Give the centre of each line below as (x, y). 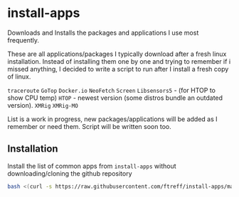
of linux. (19, 77)
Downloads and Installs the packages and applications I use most (103, 33)
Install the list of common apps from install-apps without (92, 166)
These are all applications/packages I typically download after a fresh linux (117, 54)
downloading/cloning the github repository (70, 173)
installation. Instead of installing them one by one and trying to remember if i (119, 61)
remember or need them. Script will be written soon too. (90, 126)
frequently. (23, 40)
